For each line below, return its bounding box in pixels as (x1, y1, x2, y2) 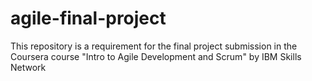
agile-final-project (10, 7, 167, 30)
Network (10, 61, 47, 73)
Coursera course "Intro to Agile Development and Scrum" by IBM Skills (10, 50, 302, 62)
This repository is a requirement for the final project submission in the (10, 40, 298, 52)
